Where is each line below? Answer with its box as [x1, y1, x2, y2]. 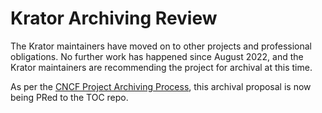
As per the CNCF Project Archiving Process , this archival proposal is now [10, 80, 312, 92]
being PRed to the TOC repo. [10, 91, 129, 103]
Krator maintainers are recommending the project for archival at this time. [10, 61, 313, 73]
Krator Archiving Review [10, 7, 218, 30]
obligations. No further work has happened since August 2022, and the [10, 50, 304, 62]
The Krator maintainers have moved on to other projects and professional [10, 40, 312, 52]
